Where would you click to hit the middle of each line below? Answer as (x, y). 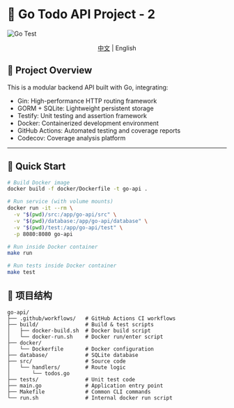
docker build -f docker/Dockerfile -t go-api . (78, 189)
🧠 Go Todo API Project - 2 (81, 14)
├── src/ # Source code (67, 361)
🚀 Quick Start (37, 167)
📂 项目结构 (30, 296)
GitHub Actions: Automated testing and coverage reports (99, 130)
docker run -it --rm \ (40, 208)
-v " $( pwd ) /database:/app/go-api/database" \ (81, 221)
